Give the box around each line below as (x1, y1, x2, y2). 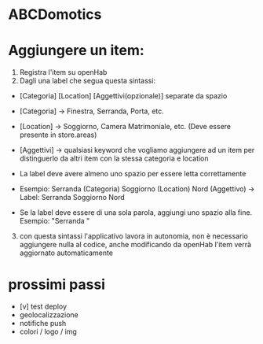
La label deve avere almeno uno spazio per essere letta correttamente (19, 169, 247, 179)
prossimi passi (8, 276, 106, 294)
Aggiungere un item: (8, 42, 145, 60)
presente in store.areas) (19, 130, 97, 139)
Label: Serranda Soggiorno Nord (19, 193, 126, 202)
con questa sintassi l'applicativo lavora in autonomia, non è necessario (19, 231, 249, 241)
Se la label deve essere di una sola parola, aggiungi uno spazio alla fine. (19, 208, 253, 217)
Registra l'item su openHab (19, 68, 108, 77)
